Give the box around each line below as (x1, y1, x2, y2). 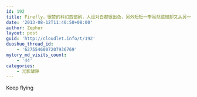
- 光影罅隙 (16, 68, 40, 74)
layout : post (6, 30, 38, 36)
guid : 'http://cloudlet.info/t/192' (6, 36, 96, 41)
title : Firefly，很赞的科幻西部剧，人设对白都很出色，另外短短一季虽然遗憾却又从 (6, 14, 183, 20)
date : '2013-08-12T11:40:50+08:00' (6, 19, 93, 25)
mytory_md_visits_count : (6, 52, 67, 58)
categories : (6, 63, 35, 69)
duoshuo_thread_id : (6, 41, 54, 47)
